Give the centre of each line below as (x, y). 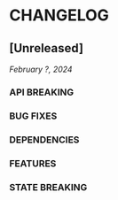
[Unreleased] (47, 48)
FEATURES (33, 163)
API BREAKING (42, 92)
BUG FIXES (33, 116)
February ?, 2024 (41, 69)
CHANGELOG (59, 15)
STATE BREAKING (48, 187)
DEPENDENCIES (44, 140)
